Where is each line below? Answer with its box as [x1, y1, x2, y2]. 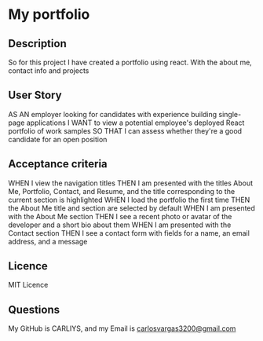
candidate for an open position [8, 134, 108, 144]
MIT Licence [8, 280, 49, 290]
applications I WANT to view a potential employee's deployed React [26, 118, 245, 127]
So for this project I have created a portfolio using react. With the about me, [8, 57, 253, 67]
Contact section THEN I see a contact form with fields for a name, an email [8, 228, 250, 237]
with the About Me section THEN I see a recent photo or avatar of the [8, 211, 232, 221]
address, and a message [8, 236, 88, 246]
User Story [8, 89, 62, 102]
